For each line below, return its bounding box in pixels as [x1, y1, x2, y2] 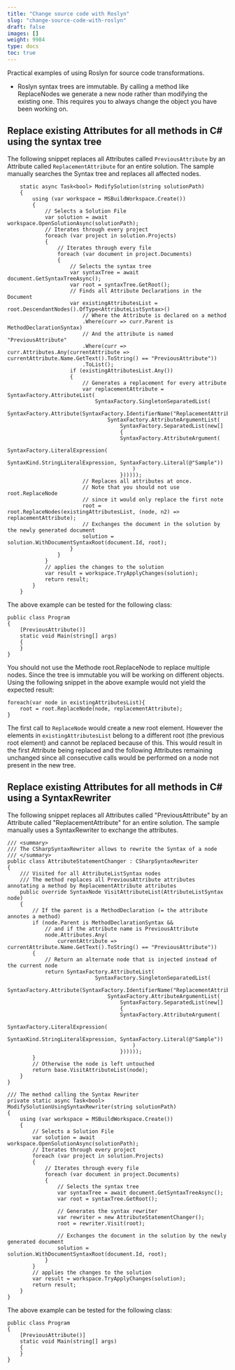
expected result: [7, 685, 55, 694]
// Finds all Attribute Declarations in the [69, 287, 201, 295]
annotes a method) [7, 913, 61, 920]
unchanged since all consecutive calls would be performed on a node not [7, 753, 219, 762]
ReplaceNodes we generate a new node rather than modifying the [17, 89, 208, 98]
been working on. [17, 105, 69, 113]
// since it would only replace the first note [82, 496, 224, 503]
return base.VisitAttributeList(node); [32, 1066, 149, 1073]
